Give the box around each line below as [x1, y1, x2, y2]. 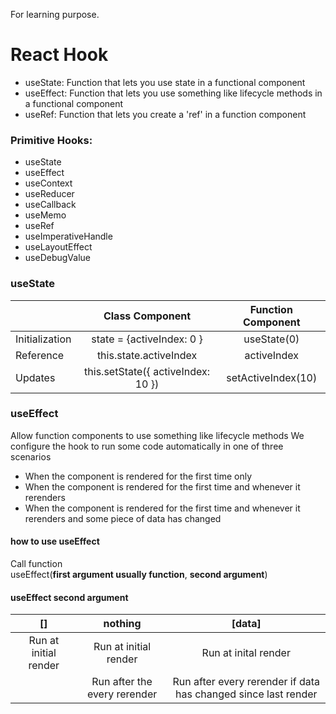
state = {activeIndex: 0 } [91, 332, 203, 346]
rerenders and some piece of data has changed [24, 512, 222, 524]
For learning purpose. [10, 9, 100, 20]
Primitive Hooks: [10, 133, 93, 147]
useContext [24, 177, 73, 189]
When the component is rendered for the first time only [24, 470, 253, 482]
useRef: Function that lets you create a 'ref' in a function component [24, 108, 307, 120]
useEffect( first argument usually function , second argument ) [10, 569, 268, 581]
